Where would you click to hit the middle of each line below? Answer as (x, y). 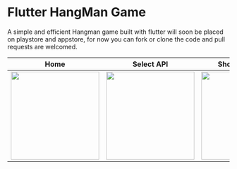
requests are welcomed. (42, 46)
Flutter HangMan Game (77, 12)
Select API (150, 64)
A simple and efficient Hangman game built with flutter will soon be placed (115, 32)
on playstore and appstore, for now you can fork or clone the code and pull (116, 39)
